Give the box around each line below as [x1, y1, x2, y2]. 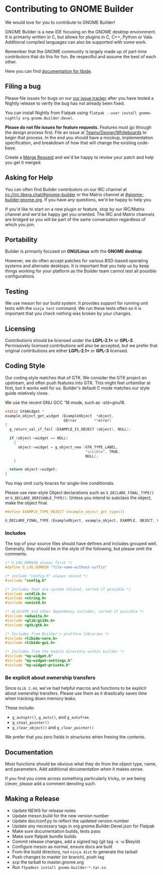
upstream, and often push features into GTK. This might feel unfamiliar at [5, 380, 151, 386]
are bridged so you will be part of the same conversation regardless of [5, 216, 146, 222]
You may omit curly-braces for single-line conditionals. [5, 480, 115, 486]
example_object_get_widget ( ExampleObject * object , [5, 413, 114, 418]
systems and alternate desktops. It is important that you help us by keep [5, 263, 149, 269]
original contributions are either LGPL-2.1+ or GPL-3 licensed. [5, 348, 129, 354]
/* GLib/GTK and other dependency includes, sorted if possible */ [5, 609, 145, 614]
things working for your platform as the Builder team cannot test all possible [5, 268, 157, 274]
